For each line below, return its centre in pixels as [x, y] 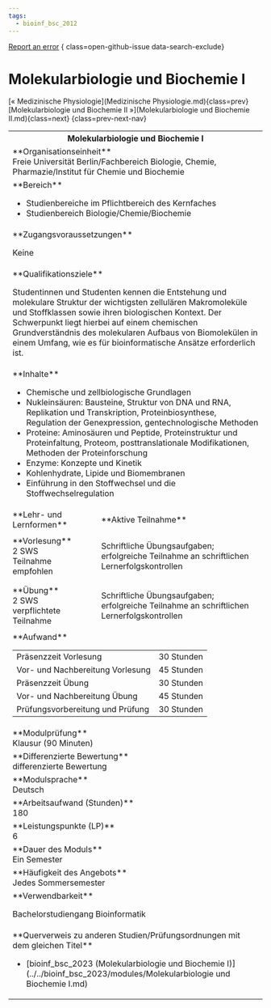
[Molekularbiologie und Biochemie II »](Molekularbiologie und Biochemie [129, 110]
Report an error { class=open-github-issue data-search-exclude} [117, 46]
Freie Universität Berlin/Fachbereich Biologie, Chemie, [115, 162]
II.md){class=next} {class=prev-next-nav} [78, 119]
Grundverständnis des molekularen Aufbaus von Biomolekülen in [135, 332]
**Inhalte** [36, 375]
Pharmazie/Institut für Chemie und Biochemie [99, 172]
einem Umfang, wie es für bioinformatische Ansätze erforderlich [134, 343]
